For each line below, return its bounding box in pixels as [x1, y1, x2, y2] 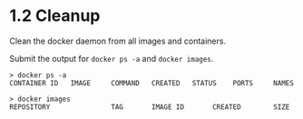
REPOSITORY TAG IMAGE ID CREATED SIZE [9, 102, 290, 112]
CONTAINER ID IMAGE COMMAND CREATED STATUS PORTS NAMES [9, 78, 295, 87]
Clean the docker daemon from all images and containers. [9, 35, 227, 46]
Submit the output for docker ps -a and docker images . [9, 53, 214, 64]
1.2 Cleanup [9, 5, 101, 26]
